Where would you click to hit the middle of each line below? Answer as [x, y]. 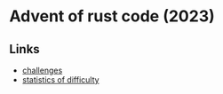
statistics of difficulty [60, 80]
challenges [42, 70]
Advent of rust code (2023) [112, 16]
